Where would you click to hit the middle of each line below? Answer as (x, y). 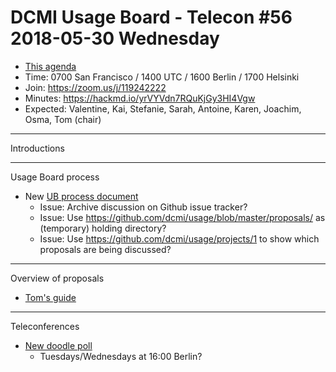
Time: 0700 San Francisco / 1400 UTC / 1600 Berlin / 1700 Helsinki (162, 77)
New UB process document (81, 196)
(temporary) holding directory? (103, 228)
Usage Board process (55, 177)
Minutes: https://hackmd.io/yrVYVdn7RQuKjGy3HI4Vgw (140, 98)
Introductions (37, 148)
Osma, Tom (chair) (63, 119)
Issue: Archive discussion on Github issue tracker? (143, 207)
